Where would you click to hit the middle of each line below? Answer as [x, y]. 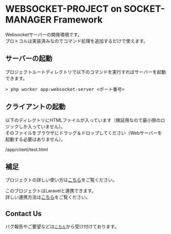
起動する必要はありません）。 [35, 139]
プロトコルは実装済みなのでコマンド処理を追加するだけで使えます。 [77, 41]
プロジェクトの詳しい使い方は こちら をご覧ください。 [61, 180]
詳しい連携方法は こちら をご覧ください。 [48, 197]
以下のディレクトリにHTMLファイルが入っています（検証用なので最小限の [83, 120]
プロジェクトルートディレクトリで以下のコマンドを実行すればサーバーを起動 [86, 72]
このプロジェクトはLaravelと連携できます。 [51, 191]
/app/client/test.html [27, 149]
